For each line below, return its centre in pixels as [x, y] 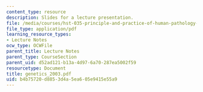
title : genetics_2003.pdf [39, 74]
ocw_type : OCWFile [29, 46]
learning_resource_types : [39, 34]
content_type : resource [36, 12]
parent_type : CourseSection [42, 57]
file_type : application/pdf [42, 29]
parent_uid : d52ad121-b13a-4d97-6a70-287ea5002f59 [71, 62]
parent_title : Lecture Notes [43, 51]
